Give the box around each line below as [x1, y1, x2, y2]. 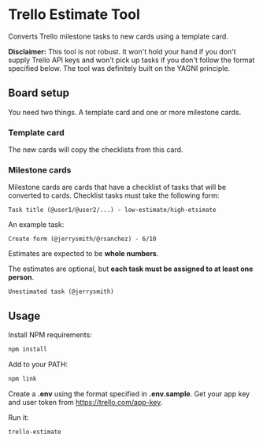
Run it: [8, 412, 29, 422]
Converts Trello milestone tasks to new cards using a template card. [8, 32, 228, 41]
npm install [8, 345, 47, 354]
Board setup [8, 87, 69, 100]
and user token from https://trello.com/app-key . [8, 397, 163, 407]
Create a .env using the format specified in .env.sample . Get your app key [8, 388, 250, 399]
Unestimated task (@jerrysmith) [8, 288, 114, 296]
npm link [8, 375, 37, 383]
